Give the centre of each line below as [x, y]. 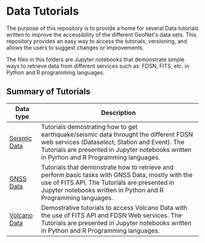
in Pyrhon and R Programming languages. [101, 157]
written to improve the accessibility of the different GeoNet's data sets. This [102, 34]
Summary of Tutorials [48, 92]
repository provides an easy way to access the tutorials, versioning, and [97, 41]
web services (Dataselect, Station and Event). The [113, 142]
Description [118, 112]
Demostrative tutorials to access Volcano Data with [114, 208]
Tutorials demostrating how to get [89, 126]
